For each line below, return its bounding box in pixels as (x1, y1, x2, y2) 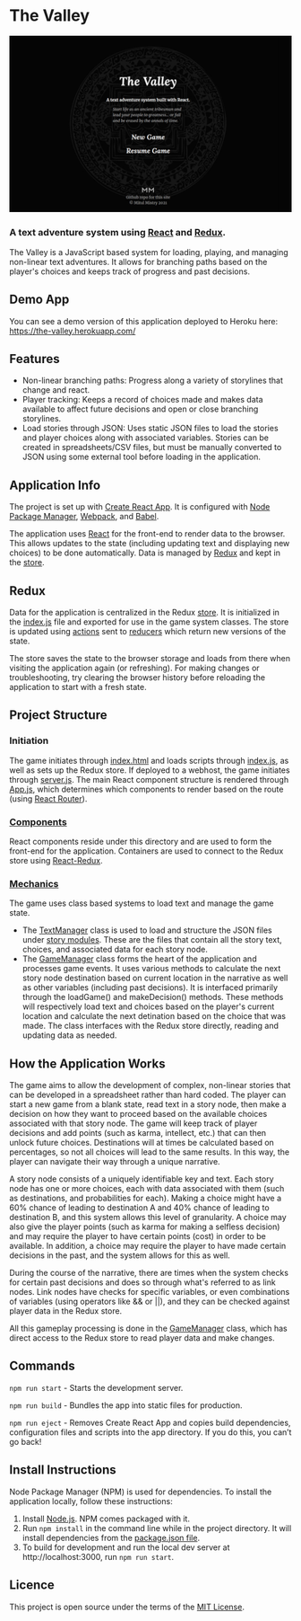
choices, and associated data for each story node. (21, 944, 209, 955)
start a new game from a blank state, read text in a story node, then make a (9, 1099, 287, 1110)
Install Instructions (9, 1462, 116, 1478)
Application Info (9, 477, 101, 492)
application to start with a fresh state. (9, 681, 148, 692)
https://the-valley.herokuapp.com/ (9, 325, 136, 336)
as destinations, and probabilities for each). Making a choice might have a (9, 1192, 282, 1204)
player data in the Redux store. (9, 1306, 123, 1316)
